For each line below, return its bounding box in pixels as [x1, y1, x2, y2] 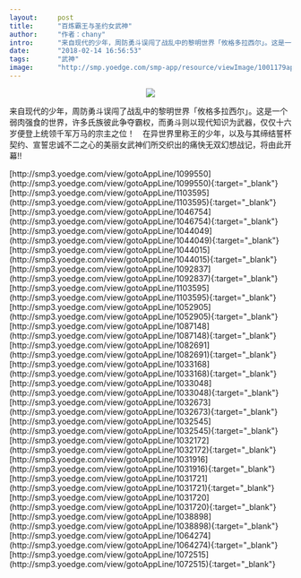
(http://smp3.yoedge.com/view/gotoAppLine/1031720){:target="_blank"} [9, 501, 277, 512]
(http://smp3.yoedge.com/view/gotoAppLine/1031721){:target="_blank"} [9, 482, 275, 493]
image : [9, 64, 34, 73]
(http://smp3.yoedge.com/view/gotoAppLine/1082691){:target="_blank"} [9, 349, 278, 359]
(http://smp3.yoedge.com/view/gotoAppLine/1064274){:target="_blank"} [9, 539, 279, 550]
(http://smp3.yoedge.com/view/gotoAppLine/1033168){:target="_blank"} [9, 368, 278, 379]
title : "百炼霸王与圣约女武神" [9, 22, 133, 30]
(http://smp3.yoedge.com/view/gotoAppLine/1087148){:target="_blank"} [9, 330, 278, 341]
